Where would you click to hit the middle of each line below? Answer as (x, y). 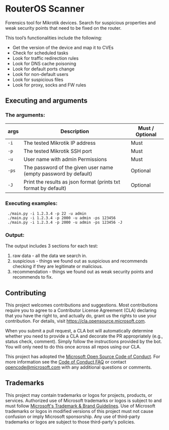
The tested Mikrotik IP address (60, 143)
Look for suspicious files (38, 79)
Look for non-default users (40, 74)
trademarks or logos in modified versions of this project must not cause (79, 411)
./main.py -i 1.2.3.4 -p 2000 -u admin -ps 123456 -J (65, 222)
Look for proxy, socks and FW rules (49, 85)
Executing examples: (31, 203)
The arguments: (25, 115)
